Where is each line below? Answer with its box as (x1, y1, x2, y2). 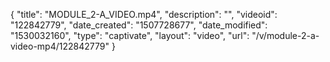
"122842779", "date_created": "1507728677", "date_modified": (10, 19, 268, 31)
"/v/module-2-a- (251, 30, 320, 41)
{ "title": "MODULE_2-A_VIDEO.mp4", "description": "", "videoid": (10, 9, 278, 20)
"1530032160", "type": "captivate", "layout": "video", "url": (10, 30, 250, 41)
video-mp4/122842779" (10, 40, 110, 52)
